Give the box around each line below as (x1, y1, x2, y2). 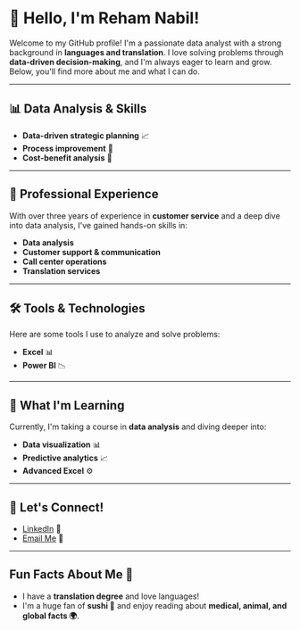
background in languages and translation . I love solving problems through (9, 46, 284, 57)
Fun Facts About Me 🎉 (9, 567, 134, 583)
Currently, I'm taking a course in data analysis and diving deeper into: (9, 421, 267, 432)
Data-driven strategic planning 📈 (21, 129, 150, 141)
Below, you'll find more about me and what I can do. (9, 66, 201, 77)
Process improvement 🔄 (21, 143, 114, 153)
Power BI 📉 (21, 361, 67, 371)
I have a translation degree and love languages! (21, 591, 199, 601)
